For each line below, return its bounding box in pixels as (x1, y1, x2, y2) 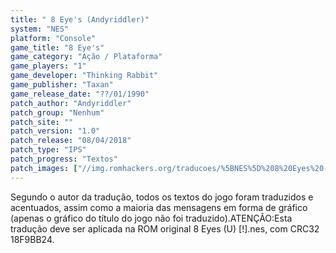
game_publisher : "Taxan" (10, 80, 114, 90)
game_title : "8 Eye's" (10, 42, 105, 53)
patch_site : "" (10, 117, 74, 127)
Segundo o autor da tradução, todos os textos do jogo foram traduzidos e (10, 191, 314, 203)
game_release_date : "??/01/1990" (10, 89, 150, 99)
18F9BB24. (10, 233, 55, 245)
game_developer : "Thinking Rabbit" (10, 71, 159, 81)
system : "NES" (10, 24, 70, 34)
